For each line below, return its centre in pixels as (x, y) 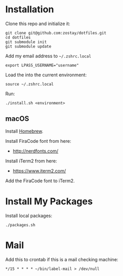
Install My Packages (49, 201)
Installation (30, 9)
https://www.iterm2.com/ (39, 171)
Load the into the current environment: (46, 75)
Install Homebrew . (24, 131)
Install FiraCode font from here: (38, 141)
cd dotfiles (18, 37)
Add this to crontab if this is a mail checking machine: (62, 259)
